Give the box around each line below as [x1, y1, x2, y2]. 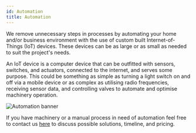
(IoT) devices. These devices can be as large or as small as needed [23, 42, 187, 50]
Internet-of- [146, 36, 175, 43]
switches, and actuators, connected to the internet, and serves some [6, 66, 173, 73]
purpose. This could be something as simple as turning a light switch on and [6, 73, 191, 80]
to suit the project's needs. [6, 49, 71, 56]
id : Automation [6, 8, 43, 15]
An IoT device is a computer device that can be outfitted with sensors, [6, 60, 175, 67]
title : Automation [6, 14, 51, 20]
